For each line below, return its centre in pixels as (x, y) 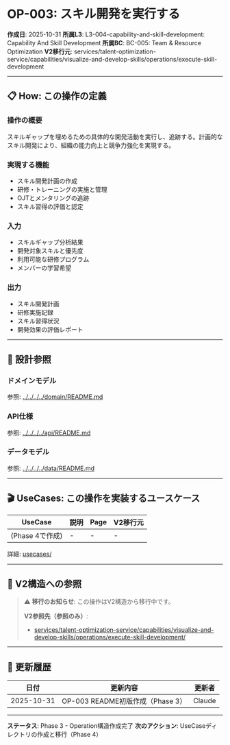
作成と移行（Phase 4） (69, 735)
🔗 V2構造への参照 (44, 584)
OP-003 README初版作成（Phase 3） (124, 701)
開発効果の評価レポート (50, 329)
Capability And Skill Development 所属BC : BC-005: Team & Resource (104, 42)
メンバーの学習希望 (44, 268)
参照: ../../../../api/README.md (49, 432)
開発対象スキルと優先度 (50, 251)
